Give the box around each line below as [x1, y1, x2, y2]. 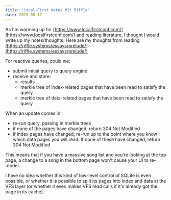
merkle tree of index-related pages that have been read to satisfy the [20, 84, 166, 90]
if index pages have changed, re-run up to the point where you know [12, 131, 157, 137]
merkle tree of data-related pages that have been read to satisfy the [20, 95, 163, 101]
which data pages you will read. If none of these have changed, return [12, 136, 161, 142]
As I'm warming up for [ [5, 26, 55, 32]
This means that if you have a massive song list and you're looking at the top [5, 152, 166, 158]
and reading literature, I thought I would [76, 32, 159, 38]
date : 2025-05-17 [5, 12, 42, 17]
